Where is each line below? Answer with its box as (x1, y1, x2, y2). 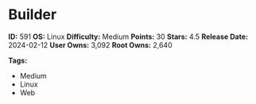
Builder (8, 6, 57, 24)
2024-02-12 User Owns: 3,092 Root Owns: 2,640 (8, 40, 173, 49)
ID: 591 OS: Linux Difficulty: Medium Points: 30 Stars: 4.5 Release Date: (8, 32, 249, 41)
